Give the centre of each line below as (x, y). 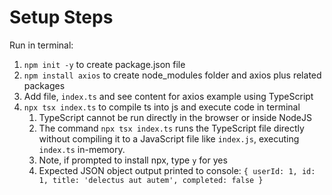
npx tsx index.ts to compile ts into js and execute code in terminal (162, 107)
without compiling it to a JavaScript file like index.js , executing (169, 138)
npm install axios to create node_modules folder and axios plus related (172, 75)
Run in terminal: (41, 45)
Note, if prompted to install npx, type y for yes (133, 160)
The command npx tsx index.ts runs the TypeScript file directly (171, 128)
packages (44, 85)
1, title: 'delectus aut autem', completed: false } (151, 180)
